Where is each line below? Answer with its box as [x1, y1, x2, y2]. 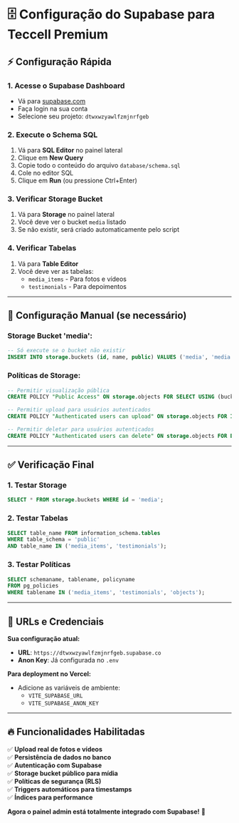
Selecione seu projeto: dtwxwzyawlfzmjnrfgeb [17, 112, 149, 121]
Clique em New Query [17, 153, 84, 162]
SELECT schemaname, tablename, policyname [7, 576, 135, 583]
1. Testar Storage [7, 480, 68, 490]
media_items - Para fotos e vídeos [28, 275, 127, 283]
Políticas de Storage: [7, 371, 81, 381]
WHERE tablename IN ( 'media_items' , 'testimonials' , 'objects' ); [7, 589, 205, 596]
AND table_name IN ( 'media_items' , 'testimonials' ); [7, 543, 167, 550]
